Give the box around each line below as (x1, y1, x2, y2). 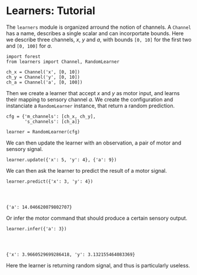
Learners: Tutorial (6, 4, 95, 18)
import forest (6, 53, 41, 59)
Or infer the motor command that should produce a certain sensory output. (6, 214, 188, 222)
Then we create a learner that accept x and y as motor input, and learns (6, 89, 180, 96)
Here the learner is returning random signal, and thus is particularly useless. (6, 261, 190, 269)
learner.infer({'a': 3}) (6, 226, 67, 232)
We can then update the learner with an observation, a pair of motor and (6, 139, 181, 146)
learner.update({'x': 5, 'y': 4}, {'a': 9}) (6, 157, 117, 163)
